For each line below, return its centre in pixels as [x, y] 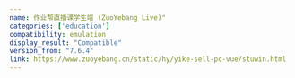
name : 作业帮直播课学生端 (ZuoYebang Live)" [87, 17]
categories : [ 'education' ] [60, 26]
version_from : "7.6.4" [52, 51]
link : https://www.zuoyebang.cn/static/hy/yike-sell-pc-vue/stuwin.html [148, 59]
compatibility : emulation [57, 34]
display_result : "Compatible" [66, 43]
